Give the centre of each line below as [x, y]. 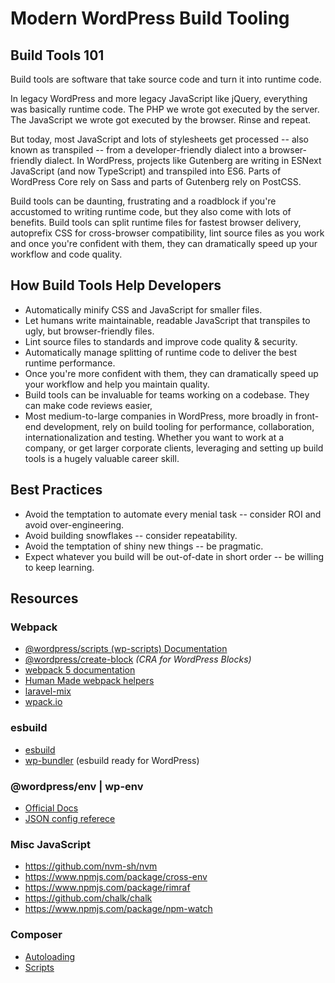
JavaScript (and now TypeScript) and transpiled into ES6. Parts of [146, 171]
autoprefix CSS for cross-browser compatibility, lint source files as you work [167, 233]
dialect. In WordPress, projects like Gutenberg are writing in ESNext [183, 160]
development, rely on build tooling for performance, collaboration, [179, 426]
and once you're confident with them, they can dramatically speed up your [164, 243]
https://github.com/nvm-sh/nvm [91, 866]
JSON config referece [70, 818]
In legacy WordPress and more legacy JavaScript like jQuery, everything [159, 98]
